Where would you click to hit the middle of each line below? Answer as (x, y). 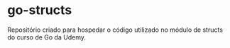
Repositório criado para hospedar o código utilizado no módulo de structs (115, 30)
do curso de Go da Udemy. (47, 37)
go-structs (40, 10)
